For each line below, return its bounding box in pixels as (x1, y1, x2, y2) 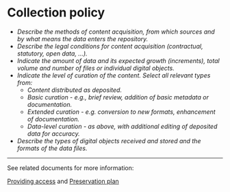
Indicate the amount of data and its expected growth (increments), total (16, 56, 220, 64)
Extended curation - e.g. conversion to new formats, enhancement (27, 108, 216, 116)
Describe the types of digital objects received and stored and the (16, 136, 201, 145)
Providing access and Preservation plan (7, 177, 120, 185)
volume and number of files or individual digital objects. (16, 64, 175, 72)
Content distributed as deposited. (27, 86, 122, 94)
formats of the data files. (16, 144, 88, 152)
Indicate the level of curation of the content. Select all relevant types (16, 71, 211, 80)
